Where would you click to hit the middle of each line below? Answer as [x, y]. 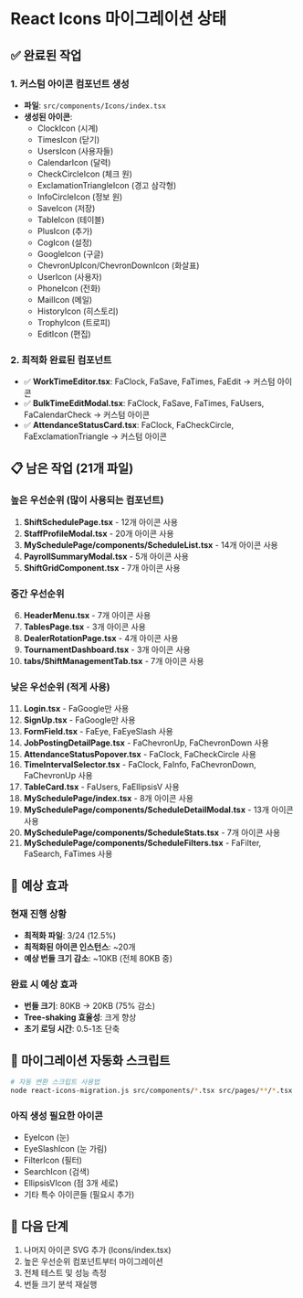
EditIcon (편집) [64, 334]
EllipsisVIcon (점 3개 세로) [71, 1183]
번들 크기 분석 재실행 [60, 1284]
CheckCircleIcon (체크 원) [85, 174]
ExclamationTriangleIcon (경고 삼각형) [107, 185]
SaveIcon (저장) [66, 208]
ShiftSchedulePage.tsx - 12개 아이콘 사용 [101, 521]
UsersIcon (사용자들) [75, 151]
